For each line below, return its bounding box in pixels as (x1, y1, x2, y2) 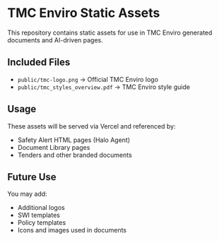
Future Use (7, 171, 57, 183)
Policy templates (17, 218, 66, 227)
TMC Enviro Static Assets (7, 5, 160, 21)
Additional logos (17, 204, 65, 212)
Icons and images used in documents (17, 226, 127, 235)
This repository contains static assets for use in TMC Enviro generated (7, 28, 213, 37)
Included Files (7, 57, 71, 69)
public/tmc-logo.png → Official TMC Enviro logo (17, 75, 159, 83)
